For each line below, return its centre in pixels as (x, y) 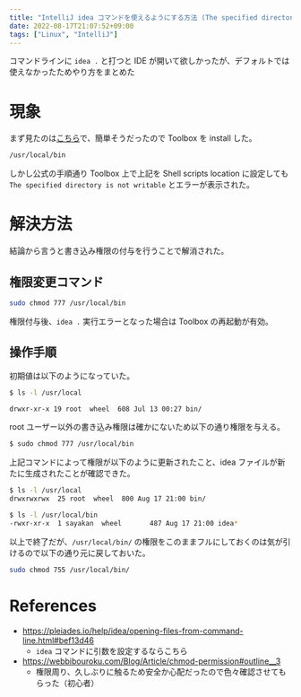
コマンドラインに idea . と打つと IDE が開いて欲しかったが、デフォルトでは (150, 61)
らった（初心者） (67, 683)
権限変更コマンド (56, 282)
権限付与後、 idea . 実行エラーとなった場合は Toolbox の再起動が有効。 (141, 321)
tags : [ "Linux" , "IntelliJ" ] (64, 34)
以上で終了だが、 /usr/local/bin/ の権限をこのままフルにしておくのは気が (146, 541)
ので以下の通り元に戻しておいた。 (87, 553)
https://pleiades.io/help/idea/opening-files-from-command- (133, 631)
